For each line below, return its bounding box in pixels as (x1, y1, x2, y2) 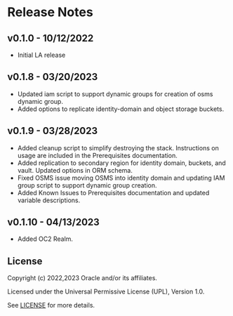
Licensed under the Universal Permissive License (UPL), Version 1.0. (7, 287, 205, 296)
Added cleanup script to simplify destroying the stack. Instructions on (17, 143, 219, 152)
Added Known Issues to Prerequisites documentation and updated (17, 188, 210, 197)
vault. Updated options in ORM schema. (17, 166, 133, 174)
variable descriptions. (17, 196, 81, 204)
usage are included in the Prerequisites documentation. (17, 151, 178, 159)
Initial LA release (17, 51, 66, 59)
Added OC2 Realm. (17, 235, 74, 243)
